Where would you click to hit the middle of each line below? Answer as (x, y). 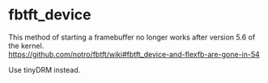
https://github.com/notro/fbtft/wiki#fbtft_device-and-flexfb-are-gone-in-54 (134, 54)
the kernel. (26, 45)
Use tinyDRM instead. (45, 69)
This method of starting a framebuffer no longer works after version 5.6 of (132, 37)
